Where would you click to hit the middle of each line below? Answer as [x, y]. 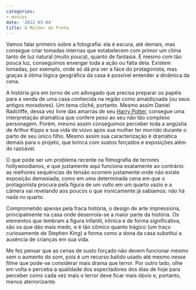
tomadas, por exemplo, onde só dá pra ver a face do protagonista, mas [92, 69]
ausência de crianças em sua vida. [48, 239]
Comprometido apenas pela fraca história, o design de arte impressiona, [93, 208]
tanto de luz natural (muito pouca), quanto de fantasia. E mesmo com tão [94, 57]
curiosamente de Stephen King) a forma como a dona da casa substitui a [94, 233]
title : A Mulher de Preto [37, 28]
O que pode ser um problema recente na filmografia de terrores [83, 160]
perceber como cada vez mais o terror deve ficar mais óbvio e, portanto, [94, 275]
